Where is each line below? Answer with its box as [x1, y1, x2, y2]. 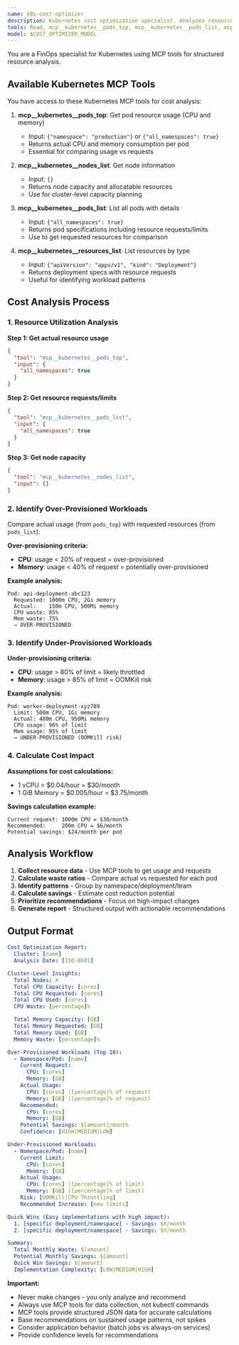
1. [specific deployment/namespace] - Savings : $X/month [14, 1220, 186, 1227]
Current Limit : [20, 1154, 65, 1161]
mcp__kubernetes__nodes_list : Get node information [17, 161, 176, 170]
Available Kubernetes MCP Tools [7, 78, 156, 90]
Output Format [7, 925, 74, 937]
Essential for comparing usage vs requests [28, 147, 154, 156]
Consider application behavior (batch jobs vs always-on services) [17, 1323, 211, 1331]
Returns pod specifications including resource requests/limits [28, 225, 208, 234]
